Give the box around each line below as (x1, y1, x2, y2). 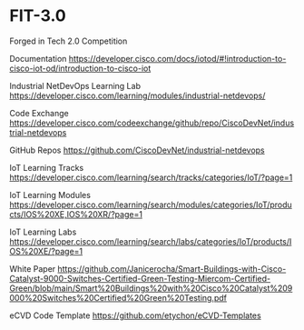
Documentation (9, 53, 67, 64)
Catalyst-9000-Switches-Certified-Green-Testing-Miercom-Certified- (9, 273, 270, 284)
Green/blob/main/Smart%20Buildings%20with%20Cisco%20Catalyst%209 (9, 283, 293, 294)
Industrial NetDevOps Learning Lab (9, 80, 141, 91)
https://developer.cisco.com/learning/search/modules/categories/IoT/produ (9, 199, 292, 210)
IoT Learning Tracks (9, 162, 84, 173)
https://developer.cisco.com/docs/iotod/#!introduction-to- (68, 53, 287, 64)
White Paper (9, 263, 56, 274)
